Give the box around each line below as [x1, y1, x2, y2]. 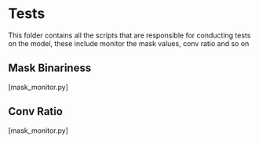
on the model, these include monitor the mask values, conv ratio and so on [8, 38, 250, 48]
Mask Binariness [8, 62, 92, 75]
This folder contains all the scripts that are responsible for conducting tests [8, 30, 251, 40]
